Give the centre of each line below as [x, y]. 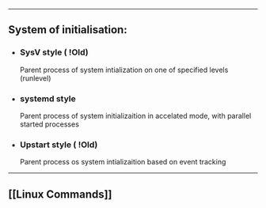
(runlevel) [35, 78]
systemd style [48, 98]
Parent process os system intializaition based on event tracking [123, 162]
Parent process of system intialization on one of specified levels [124, 70]
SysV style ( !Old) [54, 52]
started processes [49, 124]
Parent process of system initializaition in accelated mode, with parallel [135, 115]
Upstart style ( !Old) [59, 145]
